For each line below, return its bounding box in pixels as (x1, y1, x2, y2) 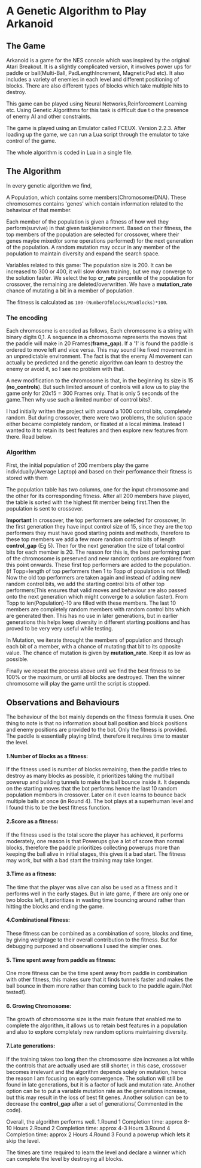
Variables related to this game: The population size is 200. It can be (6, 261, 172, 268)
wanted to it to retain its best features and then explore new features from (6, 427, 188, 434)
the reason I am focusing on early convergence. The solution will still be (6, 1075, 184, 1082)
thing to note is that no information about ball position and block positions (6, 720, 188, 727)
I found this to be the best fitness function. (6, 804, 111, 811)
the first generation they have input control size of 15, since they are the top (6, 523, 193, 530)
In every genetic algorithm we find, (6, 182, 92, 189)
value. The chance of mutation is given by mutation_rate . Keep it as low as (6, 649, 191, 657)
